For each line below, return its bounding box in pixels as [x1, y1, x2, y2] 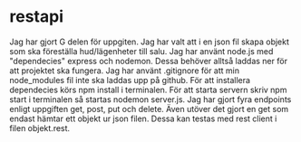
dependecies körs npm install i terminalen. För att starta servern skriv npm [9, 84, 287, 95]
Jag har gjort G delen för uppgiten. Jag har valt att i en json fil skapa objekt [9, 36, 290, 47]
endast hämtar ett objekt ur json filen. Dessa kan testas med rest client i [9, 113, 277, 124]
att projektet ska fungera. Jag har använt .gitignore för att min [9, 65, 240, 76]
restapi [9, 6, 63, 27]
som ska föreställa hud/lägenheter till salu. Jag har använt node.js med [9, 45, 274, 56]
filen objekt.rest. [9, 122, 71, 133]
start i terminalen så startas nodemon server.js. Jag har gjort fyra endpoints [9, 93, 292, 105]
